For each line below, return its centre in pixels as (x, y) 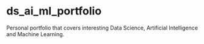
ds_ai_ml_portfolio (54, 11)
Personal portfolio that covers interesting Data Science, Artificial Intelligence (102, 28)
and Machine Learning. (35, 34)
